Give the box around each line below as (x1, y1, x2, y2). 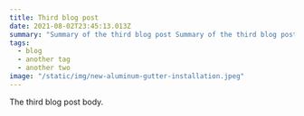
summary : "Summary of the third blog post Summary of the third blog (9, 30, 278, 39)
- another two (17, 64, 71, 73)
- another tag (17, 55, 71, 64)
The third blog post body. (9, 96, 104, 107)
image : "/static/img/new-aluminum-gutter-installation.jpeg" (9, 72, 245, 81)
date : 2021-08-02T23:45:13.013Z (9, 22, 131, 31)
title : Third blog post (9, 13, 100, 22)
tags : (9, 38, 30, 48)
